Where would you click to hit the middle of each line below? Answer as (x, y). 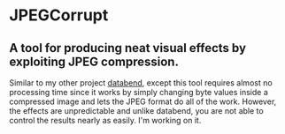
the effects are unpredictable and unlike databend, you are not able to (136, 111)
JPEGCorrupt (59, 15)
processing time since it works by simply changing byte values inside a (139, 92)
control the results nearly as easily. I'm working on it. (105, 120)
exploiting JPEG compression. (94, 61)
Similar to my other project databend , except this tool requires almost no (141, 83)
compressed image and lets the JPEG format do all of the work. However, (143, 101)
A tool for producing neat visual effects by (127, 48)
